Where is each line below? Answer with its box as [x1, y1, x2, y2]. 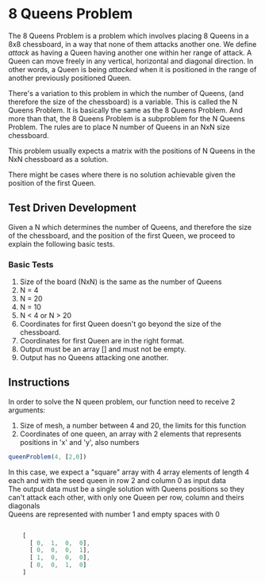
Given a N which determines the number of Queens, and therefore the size [8, 222, 252, 232]
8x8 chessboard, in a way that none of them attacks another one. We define [8, 39, 257, 48]
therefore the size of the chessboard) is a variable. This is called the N [8, 97, 238, 106]
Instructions [8, 376, 70, 389]
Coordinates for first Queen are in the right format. [19, 336, 185, 346]
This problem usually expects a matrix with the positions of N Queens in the [8, 146, 255, 155]
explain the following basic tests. [8, 239, 115, 248]
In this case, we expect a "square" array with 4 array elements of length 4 [8, 467, 250, 477]
